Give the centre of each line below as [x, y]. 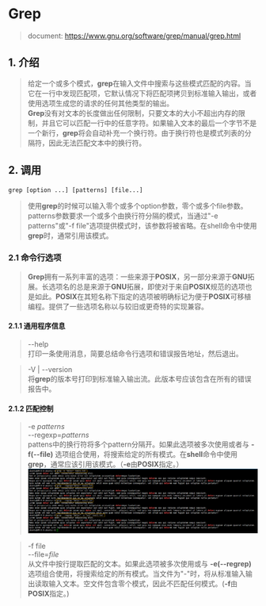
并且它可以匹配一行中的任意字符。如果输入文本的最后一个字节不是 [149, 123]
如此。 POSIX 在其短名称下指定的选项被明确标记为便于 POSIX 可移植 [143, 296]
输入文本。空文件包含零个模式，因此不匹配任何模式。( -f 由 [143, 584]
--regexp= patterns [58, 435]
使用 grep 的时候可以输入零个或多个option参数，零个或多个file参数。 [137, 205]
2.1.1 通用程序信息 [37, 326]
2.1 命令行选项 [35, 258]
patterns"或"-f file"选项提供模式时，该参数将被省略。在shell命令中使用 [142, 225]
